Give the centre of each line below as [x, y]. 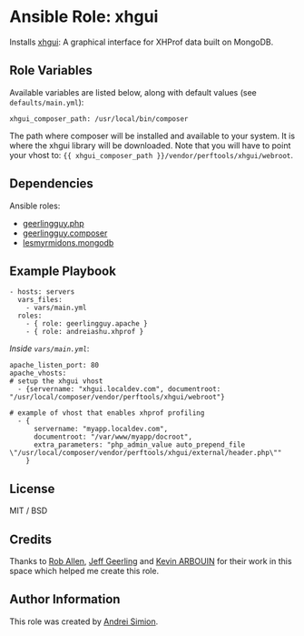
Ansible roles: [35, 206]
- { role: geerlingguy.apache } [87, 324]
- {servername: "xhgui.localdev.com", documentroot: [119, 389]
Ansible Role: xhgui [84, 17]
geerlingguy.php [53, 223]
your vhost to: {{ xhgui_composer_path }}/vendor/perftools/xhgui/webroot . [151, 155]
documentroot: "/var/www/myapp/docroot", [113, 437]
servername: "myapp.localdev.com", [101, 429]
